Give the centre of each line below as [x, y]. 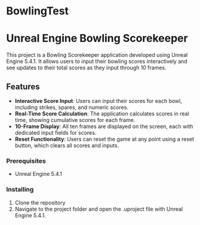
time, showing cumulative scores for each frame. [75, 120]
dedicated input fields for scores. [56, 132]
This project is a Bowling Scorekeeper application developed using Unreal [97, 55]
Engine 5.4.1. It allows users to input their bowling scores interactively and [97, 62]
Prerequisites [26, 161]
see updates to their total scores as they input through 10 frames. [87, 68]
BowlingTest [38, 11]
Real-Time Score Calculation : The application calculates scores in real [102, 113]
